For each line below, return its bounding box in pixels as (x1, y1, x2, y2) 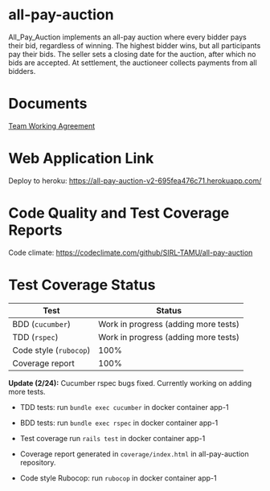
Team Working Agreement (8, 121, 96, 130)
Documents (8, 95, 88, 113)
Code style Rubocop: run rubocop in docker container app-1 (19, 473, 217, 483)
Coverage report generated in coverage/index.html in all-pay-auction (19, 448, 249, 459)
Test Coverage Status (8, 276, 156, 294)
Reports (8, 221, 63, 239)
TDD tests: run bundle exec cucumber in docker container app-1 (19, 402, 229, 411)
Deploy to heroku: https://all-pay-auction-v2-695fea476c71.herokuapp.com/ (8, 175, 262, 186)
